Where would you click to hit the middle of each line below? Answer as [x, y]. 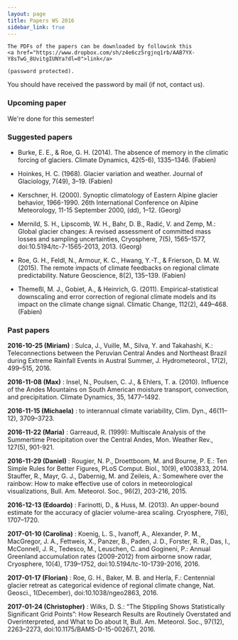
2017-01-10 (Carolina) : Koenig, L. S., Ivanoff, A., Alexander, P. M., [104, 534]
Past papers [28, 330]
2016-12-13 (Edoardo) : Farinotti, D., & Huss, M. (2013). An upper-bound [113, 505]
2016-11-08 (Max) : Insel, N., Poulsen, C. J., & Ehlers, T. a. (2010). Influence [118, 382]
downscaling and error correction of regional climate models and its [117, 296]
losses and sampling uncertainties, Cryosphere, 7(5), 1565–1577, [112, 239]
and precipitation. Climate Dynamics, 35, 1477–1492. [84, 397]
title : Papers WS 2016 [41, 21]
